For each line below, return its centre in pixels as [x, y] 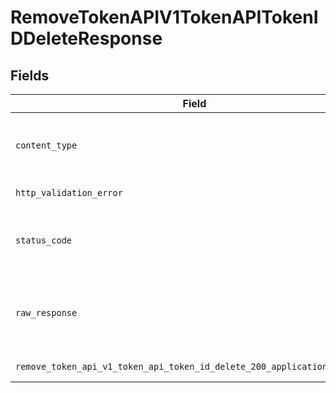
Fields [30, 75]
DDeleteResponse [86, 38]
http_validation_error [69, 192]
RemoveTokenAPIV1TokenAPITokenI [164, 17]
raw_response [46, 312]
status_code [44, 240]
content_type [46, 145]
